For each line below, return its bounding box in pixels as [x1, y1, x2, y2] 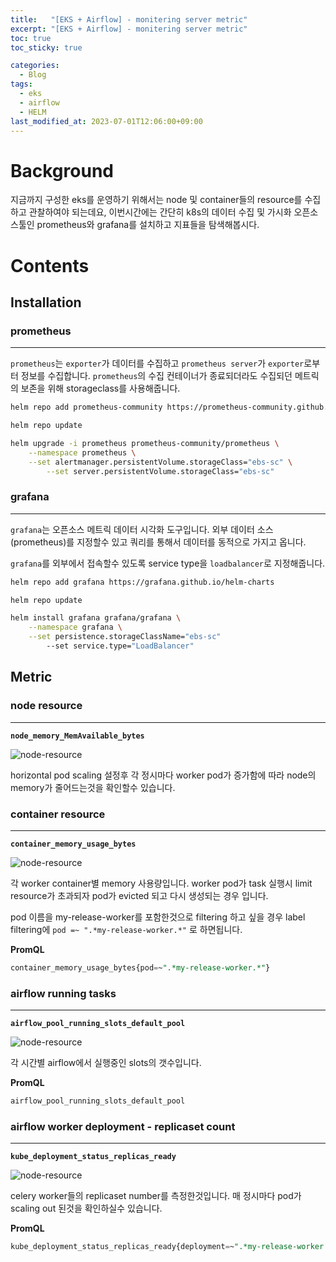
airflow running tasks [10, 986, 117, 1000]
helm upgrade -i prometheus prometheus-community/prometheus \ [10, 438, 280, 448]
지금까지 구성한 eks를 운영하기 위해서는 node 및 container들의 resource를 [10, 194, 303, 206]
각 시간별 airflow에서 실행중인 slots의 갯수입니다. [10, 1057, 202, 1069]
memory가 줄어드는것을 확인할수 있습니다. [10, 781, 176, 793]
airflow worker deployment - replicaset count [10, 1119, 236, 1133]
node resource [10, 699, 83, 713]
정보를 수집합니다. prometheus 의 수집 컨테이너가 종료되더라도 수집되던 [20, 370, 293, 382]
